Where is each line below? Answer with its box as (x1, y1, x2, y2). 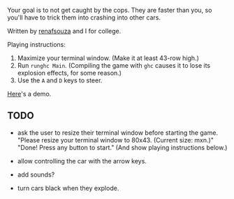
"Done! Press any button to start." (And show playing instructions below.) (17, 143, 228, 152)
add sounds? (17, 170, 55, 179)
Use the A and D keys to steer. (17, 76, 103, 84)
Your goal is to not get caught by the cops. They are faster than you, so (7, 6, 212, 14)
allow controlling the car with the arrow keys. (17, 156, 147, 165)
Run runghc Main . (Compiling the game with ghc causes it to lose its (17, 61, 211, 69)
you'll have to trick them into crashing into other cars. (7, 13, 161, 22)
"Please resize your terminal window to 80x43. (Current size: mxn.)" (17, 135, 214, 144)
